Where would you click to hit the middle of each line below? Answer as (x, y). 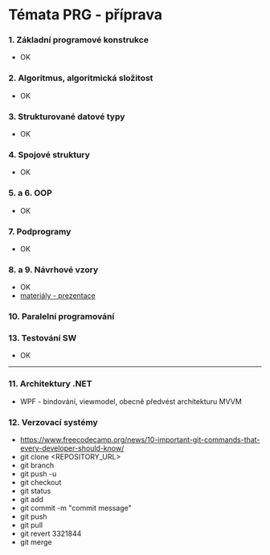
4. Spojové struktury (49, 155)
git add (32, 500)
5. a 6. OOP (30, 193)
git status (35, 491)
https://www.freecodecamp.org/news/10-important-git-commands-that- (140, 440)
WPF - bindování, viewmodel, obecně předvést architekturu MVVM (131, 401)
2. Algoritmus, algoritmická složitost (81, 78)
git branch (37, 465)
